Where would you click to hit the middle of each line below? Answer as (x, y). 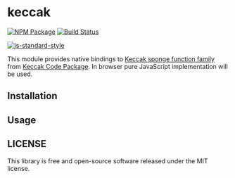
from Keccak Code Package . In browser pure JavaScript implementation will (118, 66)
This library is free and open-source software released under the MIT (108, 161)
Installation (32, 96)
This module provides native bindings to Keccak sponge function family (111, 59)
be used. (20, 74)
